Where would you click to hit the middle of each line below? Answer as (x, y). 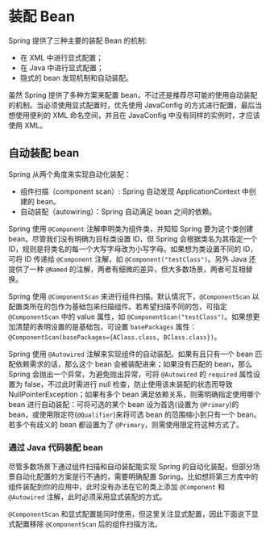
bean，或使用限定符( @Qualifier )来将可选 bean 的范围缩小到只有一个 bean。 (135, 414)
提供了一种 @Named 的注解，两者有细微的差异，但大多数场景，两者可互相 (127, 269)
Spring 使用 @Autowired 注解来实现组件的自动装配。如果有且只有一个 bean (131, 354)
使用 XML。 (28, 125)
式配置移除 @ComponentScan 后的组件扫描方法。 (85, 524)
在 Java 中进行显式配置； (62, 67)
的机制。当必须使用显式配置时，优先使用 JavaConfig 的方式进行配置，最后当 (135, 105)
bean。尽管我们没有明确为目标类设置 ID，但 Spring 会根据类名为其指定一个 (133, 238)
